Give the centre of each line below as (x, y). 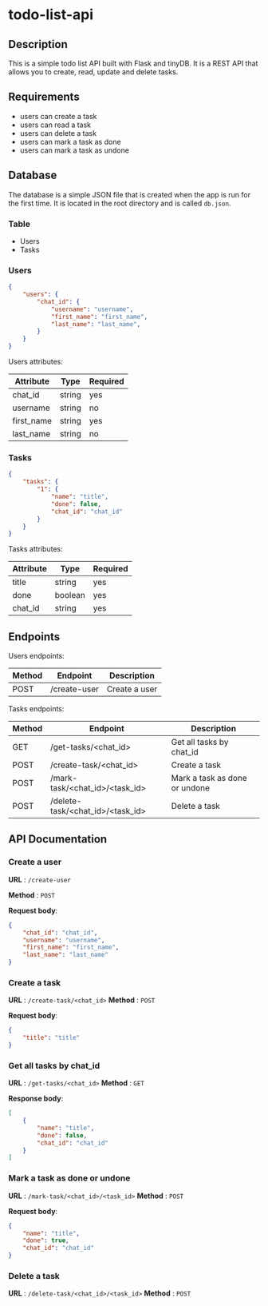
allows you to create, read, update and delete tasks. (93, 72)
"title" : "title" (51, 1038)
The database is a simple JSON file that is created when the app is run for (130, 194)
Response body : (36, 1099)
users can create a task (58, 116)
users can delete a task (58, 133)
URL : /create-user (40, 879)
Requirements (44, 97)
